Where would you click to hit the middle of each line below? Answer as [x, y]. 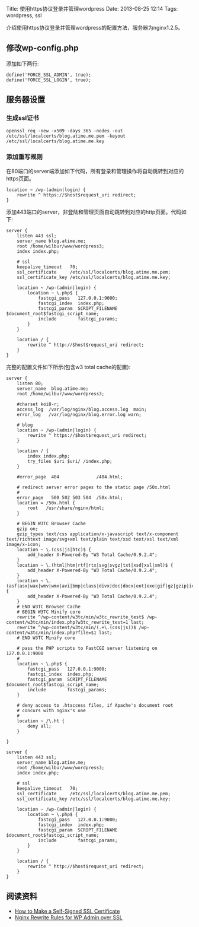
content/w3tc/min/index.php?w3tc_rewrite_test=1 [67, 622]
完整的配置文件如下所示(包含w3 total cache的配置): [68, 367]
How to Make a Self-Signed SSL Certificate [67, 911]
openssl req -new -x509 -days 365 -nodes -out [65, 131]
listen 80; [30, 383]
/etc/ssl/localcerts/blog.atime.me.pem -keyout [66, 136]
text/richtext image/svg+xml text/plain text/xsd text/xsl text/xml [92, 539]
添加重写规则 [25, 157]
